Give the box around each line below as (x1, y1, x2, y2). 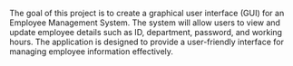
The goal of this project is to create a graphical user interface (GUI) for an (9, 8, 285, 18)
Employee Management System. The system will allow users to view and (9, 17, 281, 28)
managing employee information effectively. (9, 46, 174, 57)
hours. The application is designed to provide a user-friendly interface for (9, 36, 284, 47)
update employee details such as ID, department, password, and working (9, 27, 283, 37)
